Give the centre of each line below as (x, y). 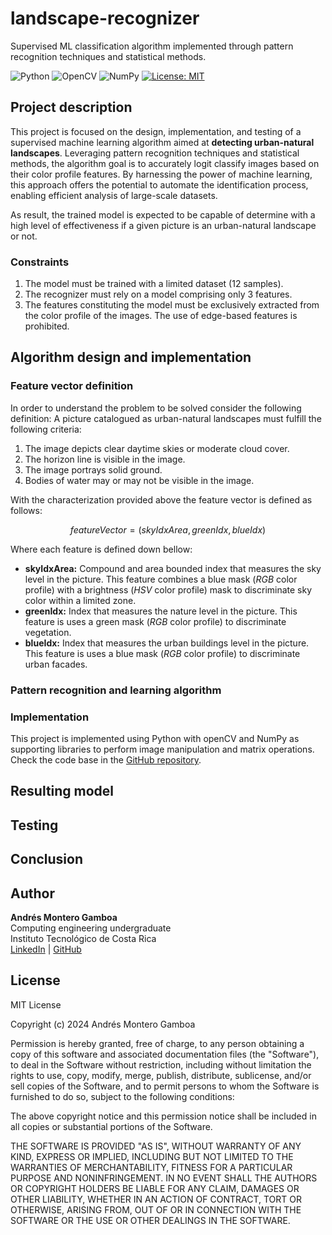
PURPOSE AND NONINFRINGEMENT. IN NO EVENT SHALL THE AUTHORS (164, 1178)
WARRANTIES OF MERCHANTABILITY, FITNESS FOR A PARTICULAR (151, 1167)
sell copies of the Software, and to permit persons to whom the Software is (165, 1086)
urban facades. (56, 664)
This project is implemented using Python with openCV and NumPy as (155, 738)
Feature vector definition (72, 386)
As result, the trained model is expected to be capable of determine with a (163, 214)
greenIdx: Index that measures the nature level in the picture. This (161, 611)
